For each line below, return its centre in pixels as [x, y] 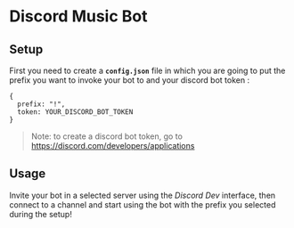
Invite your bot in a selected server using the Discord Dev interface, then [143, 195]
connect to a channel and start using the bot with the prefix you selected [143, 204]
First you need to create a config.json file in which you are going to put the [147, 70]
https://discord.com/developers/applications [113, 146]
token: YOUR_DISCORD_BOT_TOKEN [75, 112]
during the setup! [41, 214]
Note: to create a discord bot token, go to [106, 136]
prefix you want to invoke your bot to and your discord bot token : [130, 80]
